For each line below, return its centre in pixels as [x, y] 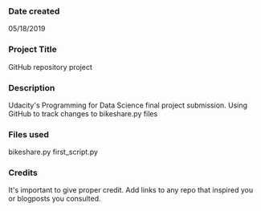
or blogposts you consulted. [55, 199]
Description [32, 87]
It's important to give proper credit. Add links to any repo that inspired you [131, 190]
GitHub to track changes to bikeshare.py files [83, 113]
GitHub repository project [50, 67]
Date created [34, 11]
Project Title [33, 50]
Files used [29, 134]
